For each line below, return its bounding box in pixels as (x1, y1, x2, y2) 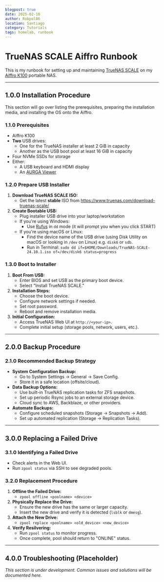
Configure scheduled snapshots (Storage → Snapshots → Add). (19, 410, 148, 416)
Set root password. (19, 303, 58, 309)
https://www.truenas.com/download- (80, 198, 155, 204)
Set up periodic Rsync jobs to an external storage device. (19, 395, 135, 400)
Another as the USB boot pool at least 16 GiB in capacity (19, 148, 133, 154)
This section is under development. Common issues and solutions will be (5, 567, 152, 573)
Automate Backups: (12, 405, 54, 411)
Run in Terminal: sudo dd (26, 244, 76, 250)
